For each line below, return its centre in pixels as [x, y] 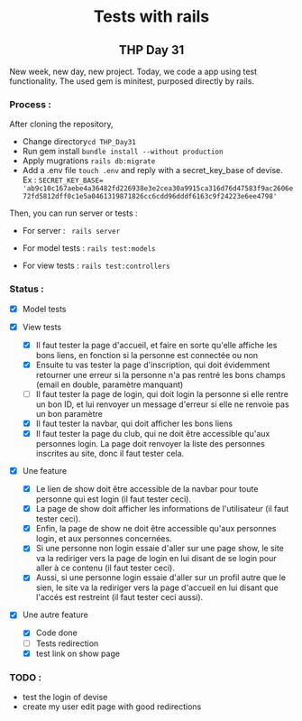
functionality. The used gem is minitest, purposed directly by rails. [132, 81]
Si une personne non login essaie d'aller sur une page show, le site [160, 549]
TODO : [26, 677]
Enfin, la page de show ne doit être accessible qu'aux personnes [156, 529]
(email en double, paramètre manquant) [110, 384]
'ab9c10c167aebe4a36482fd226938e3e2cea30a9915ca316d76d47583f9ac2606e [158, 189]
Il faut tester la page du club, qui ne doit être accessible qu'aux [153, 433]
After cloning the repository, [61, 125]
